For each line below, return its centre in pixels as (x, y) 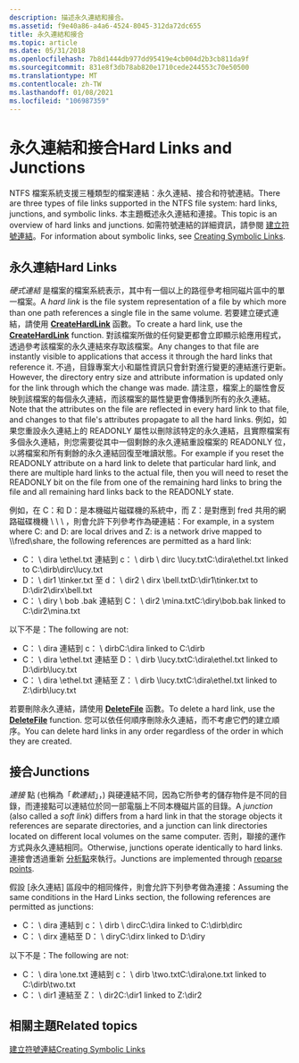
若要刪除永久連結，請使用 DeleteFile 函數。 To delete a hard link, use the (142, 709)
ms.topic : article (43, 43)
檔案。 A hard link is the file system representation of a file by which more (152, 302)
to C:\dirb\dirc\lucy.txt (62, 570)
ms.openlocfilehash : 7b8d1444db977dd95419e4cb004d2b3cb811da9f (129, 59)
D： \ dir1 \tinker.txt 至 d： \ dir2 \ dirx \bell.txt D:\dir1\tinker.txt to (140, 580)
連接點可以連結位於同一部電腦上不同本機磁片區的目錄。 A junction (153, 805)
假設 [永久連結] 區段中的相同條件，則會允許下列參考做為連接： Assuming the (149, 887)
